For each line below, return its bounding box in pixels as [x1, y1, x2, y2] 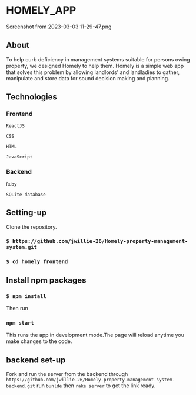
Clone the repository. [6, 223, 57, 231]
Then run [6, 305, 28, 312]
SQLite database [6, 192, 46, 197]
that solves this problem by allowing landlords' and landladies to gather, [6, 69, 180, 76]
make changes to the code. [6, 338, 72, 345]
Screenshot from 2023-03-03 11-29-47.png [6, 23, 112, 30]
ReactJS [6, 123, 25, 129]
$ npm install [6, 293, 46, 299]
